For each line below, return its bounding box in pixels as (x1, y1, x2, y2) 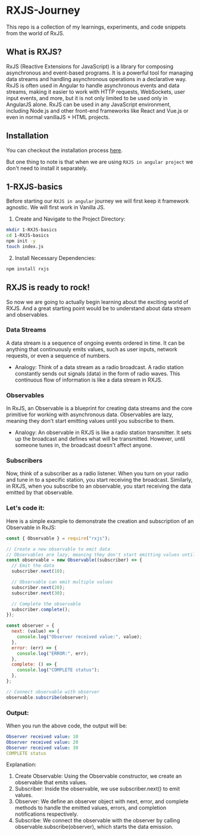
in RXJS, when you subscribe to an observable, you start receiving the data (6, 482, 191, 490)
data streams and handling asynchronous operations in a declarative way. (6, 75, 187, 82)
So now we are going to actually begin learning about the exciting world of (6, 298, 189, 305)
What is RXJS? (6, 47, 62, 57)
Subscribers (6, 457, 43, 465)
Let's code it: (6, 504, 45, 512)
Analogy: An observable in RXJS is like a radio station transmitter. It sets (14, 429, 192, 436)
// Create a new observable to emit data (6, 546, 111, 552)
